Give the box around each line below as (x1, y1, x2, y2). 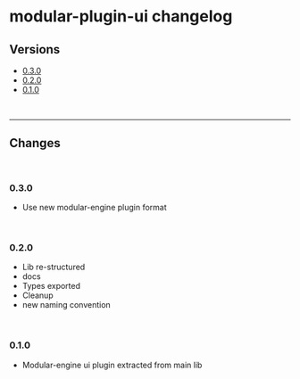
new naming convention (21, 300, 112, 310)
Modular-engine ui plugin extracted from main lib (21, 359, 203, 370)
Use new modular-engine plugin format (21, 202, 167, 213)
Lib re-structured (21, 261, 86, 273)
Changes (9, 136, 61, 151)
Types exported (21, 281, 81, 292)
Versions (9, 42, 61, 57)
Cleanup (21, 290, 54, 301)
